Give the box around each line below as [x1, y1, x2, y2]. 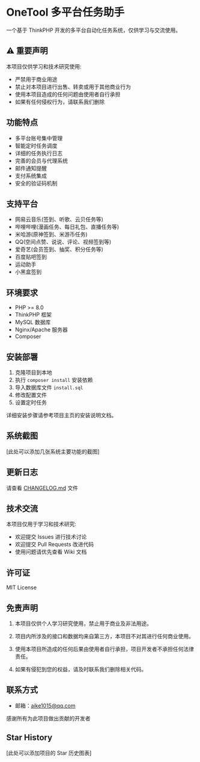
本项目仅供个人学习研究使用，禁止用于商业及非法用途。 [14, 620, 152, 627]
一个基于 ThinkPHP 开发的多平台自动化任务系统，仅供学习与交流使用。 [6, 26, 181, 34]
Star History [6, 733, 53, 743]
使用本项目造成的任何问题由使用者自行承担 [14, 91, 121, 98]
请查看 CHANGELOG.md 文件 [6, 484, 79, 491]
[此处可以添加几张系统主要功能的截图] [6, 448, 100, 455]
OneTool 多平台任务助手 [6, 5, 125, 19]
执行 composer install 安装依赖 [14, 376, 93, 383]
